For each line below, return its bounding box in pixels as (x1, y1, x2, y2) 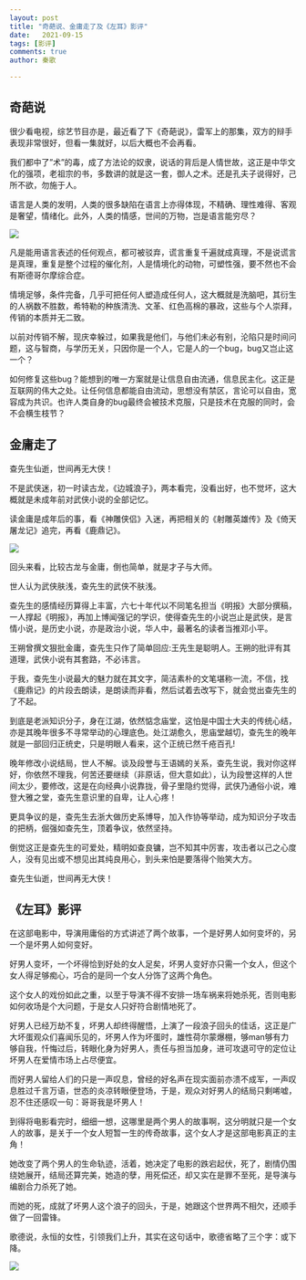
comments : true (9, 47, 67, 57)
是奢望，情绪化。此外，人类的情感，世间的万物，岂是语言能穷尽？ (9, 210, 257, 221)
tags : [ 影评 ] (9, 38, 56, 48)
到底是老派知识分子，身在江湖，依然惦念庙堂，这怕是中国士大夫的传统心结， (9, 715, 297, 726)
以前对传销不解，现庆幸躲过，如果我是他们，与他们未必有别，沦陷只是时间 (9, 330, 289, 342)
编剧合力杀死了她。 (9, 1181, 82, 1192)
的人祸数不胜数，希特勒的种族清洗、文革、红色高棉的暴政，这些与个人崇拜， (9, 300, 297, 311)
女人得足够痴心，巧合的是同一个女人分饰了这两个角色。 (9, 970, 217, 981)
